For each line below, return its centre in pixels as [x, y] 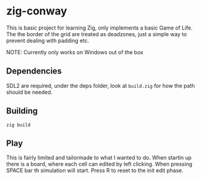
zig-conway [37, 11]
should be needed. [29, 92]
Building [22, 111]
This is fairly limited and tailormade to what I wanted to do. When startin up [99, 158]
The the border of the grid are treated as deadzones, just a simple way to [97, 34]
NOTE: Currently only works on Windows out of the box [75, 52]
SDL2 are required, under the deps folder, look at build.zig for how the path [100, 85]
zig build [19, 125]
